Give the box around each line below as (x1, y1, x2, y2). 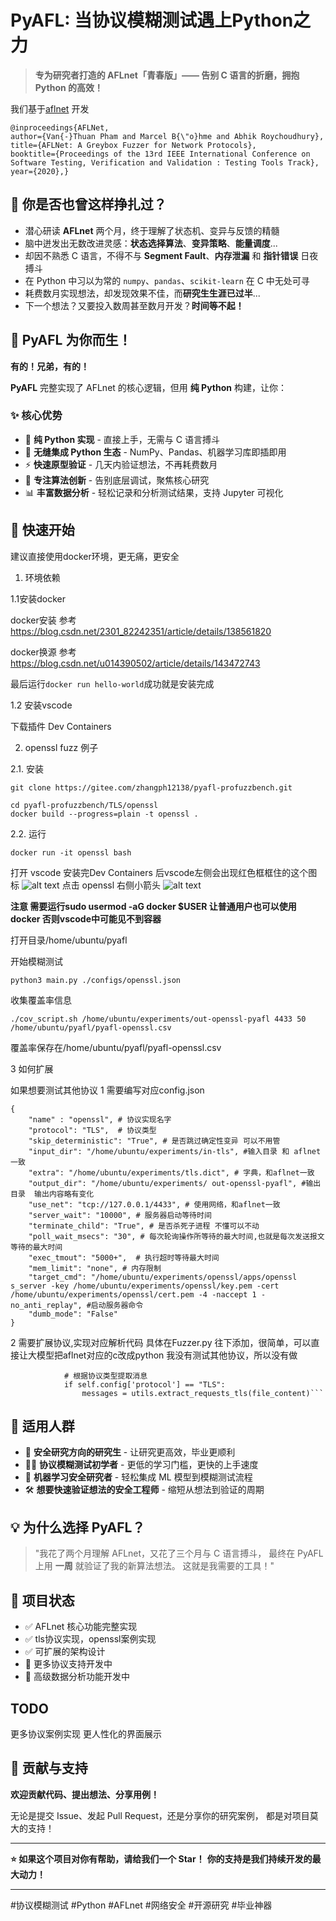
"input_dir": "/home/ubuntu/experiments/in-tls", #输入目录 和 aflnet (28, 1146, 322, 1156)
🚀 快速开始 (10, 522, 75, 539)
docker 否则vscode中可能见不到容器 (10, 912, 162, 925)
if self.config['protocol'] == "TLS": (63, 1379, 226, 1390)
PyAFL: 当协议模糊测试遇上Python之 (10, 9, 312, 32)
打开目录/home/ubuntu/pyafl (10, 934, 128, 946)
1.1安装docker (10, 592, 66, 605)
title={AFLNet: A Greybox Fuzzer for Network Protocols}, (10, 140, 257, 150)
